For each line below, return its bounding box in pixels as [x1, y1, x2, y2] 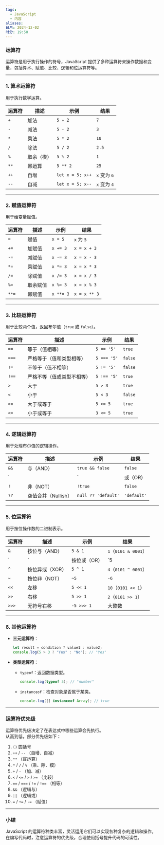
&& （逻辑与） [12, 786, 40, 792]
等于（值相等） [27, 346, 62, 353]
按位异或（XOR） [27, 566, 67, 573]
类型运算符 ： [12, 659, 38, 665]
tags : [5, 7, 17, 12]
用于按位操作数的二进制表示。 [5, 526, 65, 531]
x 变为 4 [96, 181, 114, 188]
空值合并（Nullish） [27, 492, 73, 499]
